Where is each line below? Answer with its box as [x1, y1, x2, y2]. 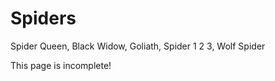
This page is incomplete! [10, 59, 112, 71]
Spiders [10, 7, 77, 30]
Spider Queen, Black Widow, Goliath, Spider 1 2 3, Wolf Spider [10, 40, 266, 52]
